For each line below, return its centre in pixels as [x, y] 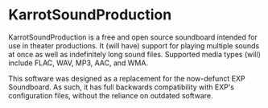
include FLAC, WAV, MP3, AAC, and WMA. [78, 63]
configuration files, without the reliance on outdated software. [111, 95]
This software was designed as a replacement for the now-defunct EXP [127, 78]
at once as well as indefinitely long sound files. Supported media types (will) [135, 54]
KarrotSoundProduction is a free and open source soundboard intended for [133, 37]
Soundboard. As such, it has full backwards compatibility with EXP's [122, 87]
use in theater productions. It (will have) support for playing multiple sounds [134, 45]
